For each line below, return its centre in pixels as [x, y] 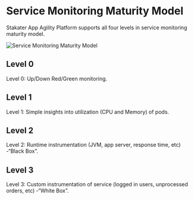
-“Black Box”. [22, 151]
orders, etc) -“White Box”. [37, 191]
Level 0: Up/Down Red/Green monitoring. [57, 78]
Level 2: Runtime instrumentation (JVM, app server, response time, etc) [93, 145]
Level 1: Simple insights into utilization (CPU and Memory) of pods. [88, 112]
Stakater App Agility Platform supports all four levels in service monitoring [97, 27]
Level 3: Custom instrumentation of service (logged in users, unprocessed [97, 184]
